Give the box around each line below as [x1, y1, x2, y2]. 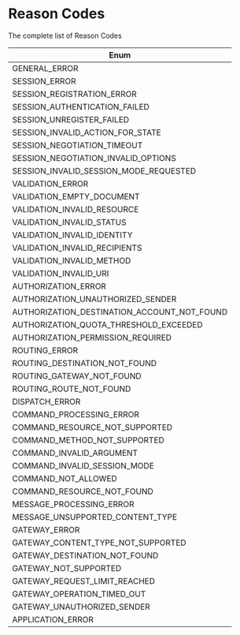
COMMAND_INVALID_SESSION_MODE [12, 460, 155, 471]
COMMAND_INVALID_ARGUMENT [12, 447, 138, 458]
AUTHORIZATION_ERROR [12, 281, 106, 292]
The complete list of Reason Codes [8, 31, 122, 40]
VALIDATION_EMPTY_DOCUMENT [12, 191, 140, 202]
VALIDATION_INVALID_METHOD [12, 255, 131, 266]
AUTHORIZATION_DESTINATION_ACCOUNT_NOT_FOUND [12, 306, 228, 317]
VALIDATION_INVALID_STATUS [12, 216, 127, 227]
